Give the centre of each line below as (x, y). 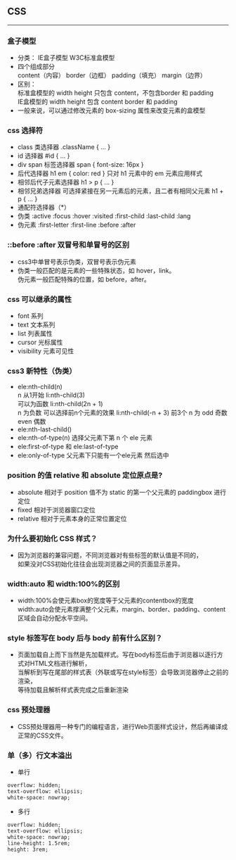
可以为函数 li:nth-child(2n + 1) (60, 404)
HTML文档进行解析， (60, 664)
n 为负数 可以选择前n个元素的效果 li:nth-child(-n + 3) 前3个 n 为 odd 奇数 (123, 413)
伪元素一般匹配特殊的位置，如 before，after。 (84, 279)
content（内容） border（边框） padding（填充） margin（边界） (112, 75)
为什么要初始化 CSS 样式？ (52, 538)
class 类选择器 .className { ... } (64, 147)
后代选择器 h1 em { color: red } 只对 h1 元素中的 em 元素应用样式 (110, 173)
